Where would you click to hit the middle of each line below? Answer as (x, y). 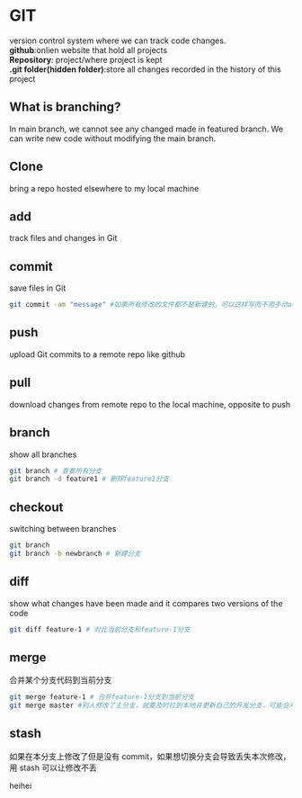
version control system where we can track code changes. (118, 40)
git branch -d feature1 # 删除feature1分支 (89, 479)
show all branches (43, 454)
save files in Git (38, 288)
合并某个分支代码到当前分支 (61, 680)
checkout (36, 507)
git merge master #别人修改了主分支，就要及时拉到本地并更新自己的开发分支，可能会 (149, 706)
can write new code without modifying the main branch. (113, 138)
